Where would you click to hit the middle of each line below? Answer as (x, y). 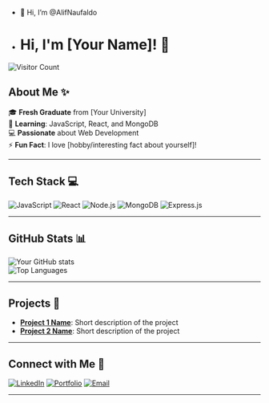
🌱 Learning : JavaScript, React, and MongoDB (83, 124)
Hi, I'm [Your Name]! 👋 (95, 45)
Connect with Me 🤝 (57, 364)
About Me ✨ (39, 92)
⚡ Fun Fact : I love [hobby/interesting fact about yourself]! (103, 145)
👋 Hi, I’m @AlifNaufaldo (58, 12)
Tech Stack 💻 (44, 182)
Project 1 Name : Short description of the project (99, 323)
